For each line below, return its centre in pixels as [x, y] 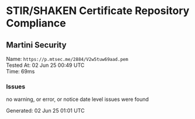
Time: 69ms [20, 71]
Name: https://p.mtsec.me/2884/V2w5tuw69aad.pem [67, 59]
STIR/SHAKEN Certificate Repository [98, 11]
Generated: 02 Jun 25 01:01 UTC [45, 111]
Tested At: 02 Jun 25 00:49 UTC [45, 65]
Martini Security [36, 45]
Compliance [36, 23]
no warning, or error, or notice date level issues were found [78, 99]
